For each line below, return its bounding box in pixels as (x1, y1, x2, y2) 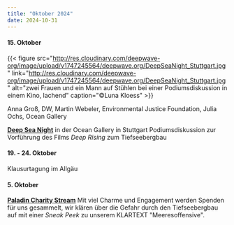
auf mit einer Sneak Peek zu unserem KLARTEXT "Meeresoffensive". (7, 211, 205, 219)
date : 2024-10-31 (7, 17, 58, 24)
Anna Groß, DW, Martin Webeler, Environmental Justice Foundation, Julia (7, 104, 217, 112)
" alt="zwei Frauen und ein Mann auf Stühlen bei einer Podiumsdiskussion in (7, 83, 228, 92)
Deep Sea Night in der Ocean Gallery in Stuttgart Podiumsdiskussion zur (7, 125, 217, 133)
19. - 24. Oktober (7, 149, 57, 157)
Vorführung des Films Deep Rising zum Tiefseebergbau (7, 133, 167, 141)
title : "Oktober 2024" (7, 10, 73, 17)
